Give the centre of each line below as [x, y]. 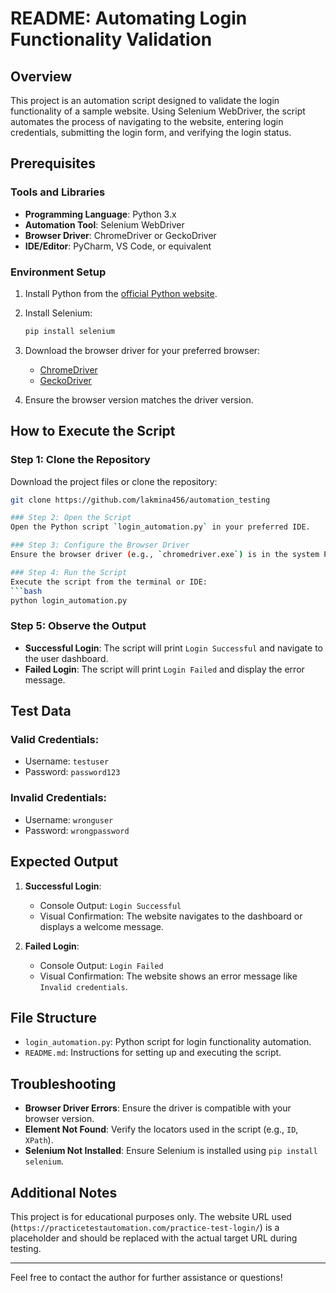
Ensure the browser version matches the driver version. [139, 399]
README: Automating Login [129, 18]
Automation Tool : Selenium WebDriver [104, 224]
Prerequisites [53, 163]
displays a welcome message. [101, 926]
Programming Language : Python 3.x [100, 214]
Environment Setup [58, 272]
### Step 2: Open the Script [71, 518]
